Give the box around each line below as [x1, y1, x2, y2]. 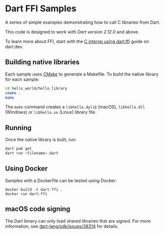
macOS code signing [5, 205, 71, 213]
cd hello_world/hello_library [5, 86, 68, 91]
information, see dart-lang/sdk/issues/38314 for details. [5, 223, 119, 229]
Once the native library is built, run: [5, 137, 77, 143]
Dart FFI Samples [5, 3, 77, 14]
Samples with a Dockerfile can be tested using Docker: [5, 177, 117, 183]
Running [5, 123, 32, 132]
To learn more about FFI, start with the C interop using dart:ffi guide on [5, 38, 149, 44]
